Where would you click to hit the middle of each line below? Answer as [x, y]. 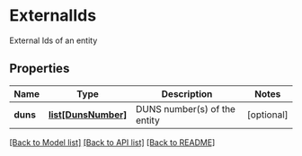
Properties [40, 69]
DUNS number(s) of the [186, 108]
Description [187, 93]
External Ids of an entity [53, 40]
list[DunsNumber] [88, 115]
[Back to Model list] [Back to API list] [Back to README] [112, 142]
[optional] [267, 115]
